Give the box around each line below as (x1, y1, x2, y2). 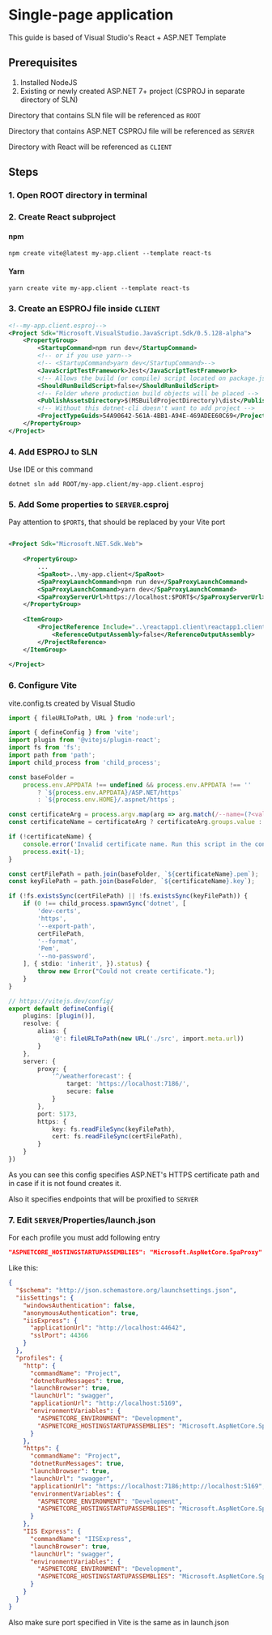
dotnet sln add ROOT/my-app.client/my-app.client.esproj (8, 480, 205, 489)
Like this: (8, 1263, 39, 1273)
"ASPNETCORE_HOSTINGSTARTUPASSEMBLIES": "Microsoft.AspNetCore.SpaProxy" (8, 1249, 263, 1257)
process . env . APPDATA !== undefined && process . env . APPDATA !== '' (23, 780, 252, 789)
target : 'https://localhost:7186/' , (66, 1080, 190, 1088)
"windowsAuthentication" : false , (23, 1301, 136, 1309)
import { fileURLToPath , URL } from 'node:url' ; (8, 714, 176, 722)
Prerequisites (8, 56, 78, 70)
